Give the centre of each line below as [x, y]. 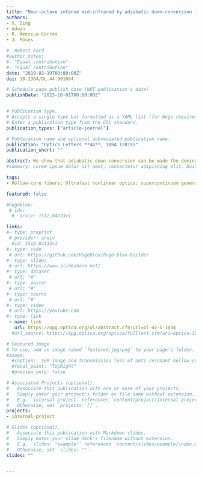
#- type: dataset [28, 272]
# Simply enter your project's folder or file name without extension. [101, 394]
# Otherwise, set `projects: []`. [52, 405]
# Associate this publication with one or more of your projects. [94, 388]
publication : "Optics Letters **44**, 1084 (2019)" [72, 144]
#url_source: [28, 333]
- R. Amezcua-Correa [32, 34]
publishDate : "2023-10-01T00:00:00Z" [54, 95]
